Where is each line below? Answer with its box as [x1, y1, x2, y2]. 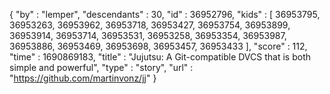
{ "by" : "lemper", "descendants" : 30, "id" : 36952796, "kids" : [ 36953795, [9, 9, 321, 20]
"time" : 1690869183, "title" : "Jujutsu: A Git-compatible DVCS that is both [9, 51, 311, 63]
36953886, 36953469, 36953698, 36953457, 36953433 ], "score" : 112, [9, 40, 308, 52]
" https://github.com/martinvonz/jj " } [9, 72, 157, 84]
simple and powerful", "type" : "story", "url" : [9, 62, 194, 73]
